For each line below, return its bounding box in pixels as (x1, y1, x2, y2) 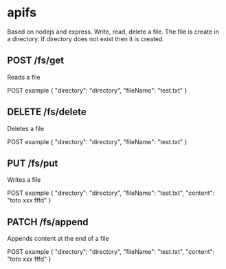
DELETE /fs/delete (7, 106, 87, 118)
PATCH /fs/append (7, 216, 89, 228)
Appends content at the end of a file (7, 235, 109, 243)
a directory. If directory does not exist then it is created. (7, 34, 165, 43)
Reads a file (7, 73, 41, 81)
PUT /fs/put (7, 157, 58, 169)
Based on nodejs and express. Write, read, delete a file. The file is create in (7, 27, 220, 36)
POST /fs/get (7, 55, 64, 67)
